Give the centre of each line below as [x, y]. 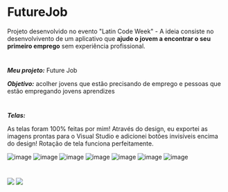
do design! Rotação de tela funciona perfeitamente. [80, 143]
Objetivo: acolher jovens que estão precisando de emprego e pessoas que [114, 84]
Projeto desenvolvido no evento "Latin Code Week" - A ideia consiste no [111, 31]
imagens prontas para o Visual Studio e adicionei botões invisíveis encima [113, 137]
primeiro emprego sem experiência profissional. [76, 46]
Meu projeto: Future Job [42, 71]
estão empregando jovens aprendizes [61, 91]
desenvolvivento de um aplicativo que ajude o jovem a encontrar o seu [109, 38]
